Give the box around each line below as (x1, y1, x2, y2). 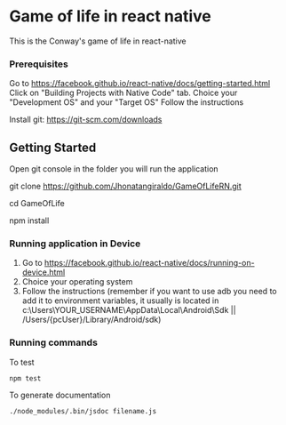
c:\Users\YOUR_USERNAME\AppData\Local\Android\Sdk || (21, 305, 237, 316)
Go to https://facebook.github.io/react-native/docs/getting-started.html (9, 78, 271, 89)
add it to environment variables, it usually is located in (21, 295, 219, 306)
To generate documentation (9, 389, 111, 400)
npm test (9, 373, 42, 383)
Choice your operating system (21, 277, 133, 287)
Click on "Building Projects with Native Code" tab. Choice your (9, 87, 238, 99)
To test (9, 357, 35, 367)
